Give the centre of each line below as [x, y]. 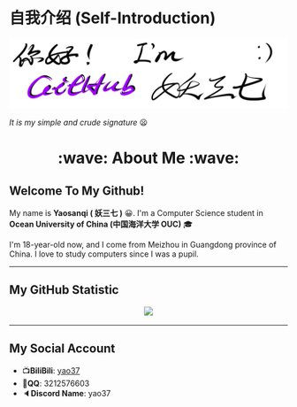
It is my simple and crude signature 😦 [79, 122]
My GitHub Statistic [64, 290]
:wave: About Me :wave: [148, 158]
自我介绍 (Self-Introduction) [113, 18]
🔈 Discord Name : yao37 [66, 393]
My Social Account [62, 349]
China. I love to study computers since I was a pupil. [104, 254]
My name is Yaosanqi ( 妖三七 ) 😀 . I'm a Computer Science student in [136, 212]
